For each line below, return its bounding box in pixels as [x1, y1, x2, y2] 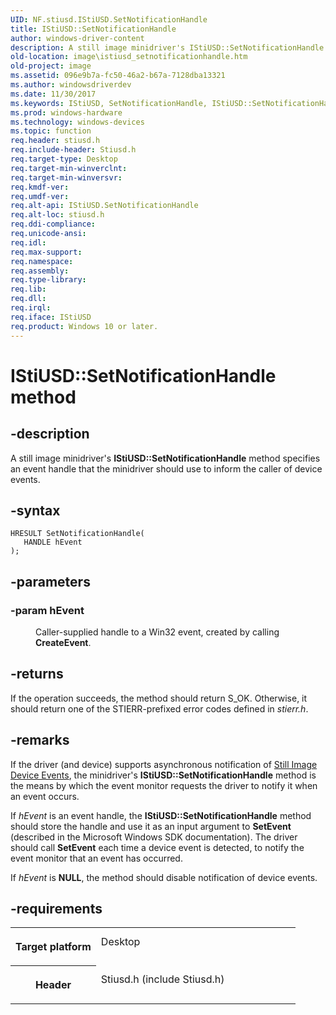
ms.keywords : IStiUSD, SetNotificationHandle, [10, 98, 208, 108]
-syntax [10, 502, 61, 519]
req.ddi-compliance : [10, 219, 97, 230]
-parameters [10, 573, 91, 590]
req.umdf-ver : [10, 191, 70, 201]
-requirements [10, 901, 103, 918]
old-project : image [10, 61, 92, 71]
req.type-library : [10, 275, 87, 285]
